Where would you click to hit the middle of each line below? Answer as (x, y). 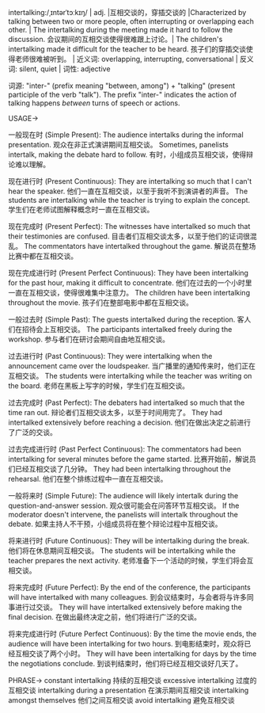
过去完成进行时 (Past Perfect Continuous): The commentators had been (125, 449)
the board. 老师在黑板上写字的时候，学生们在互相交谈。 (99, 386)
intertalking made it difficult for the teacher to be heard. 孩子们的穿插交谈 (127, 49)
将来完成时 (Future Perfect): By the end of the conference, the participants (129, 587)
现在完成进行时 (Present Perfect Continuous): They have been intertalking (129, 273)
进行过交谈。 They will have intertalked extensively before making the (129, 607)
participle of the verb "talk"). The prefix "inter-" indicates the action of (123, 95)
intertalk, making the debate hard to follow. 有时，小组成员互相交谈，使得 (127, 154)
